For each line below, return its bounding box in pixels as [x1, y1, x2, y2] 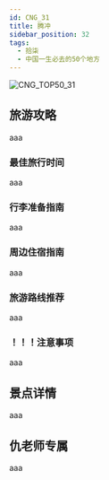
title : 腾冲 [9, 22, 51, 31]
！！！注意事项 [9, 336, 74, 348]
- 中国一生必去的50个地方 [17, 55, 100, 64]
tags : [9, 38, 29, 48]
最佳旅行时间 [9, 156, 65, 169]
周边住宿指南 [9, 246, 65, 258]
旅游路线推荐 [9, 291, 65, 303]
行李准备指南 [9, 201, 65, 214]
